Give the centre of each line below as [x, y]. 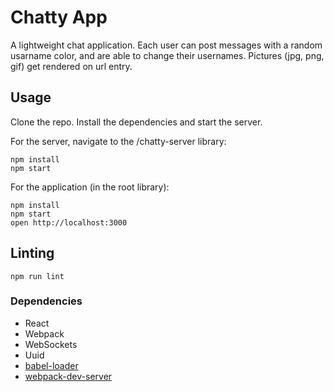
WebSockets [51, 344]
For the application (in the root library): [90, 187]
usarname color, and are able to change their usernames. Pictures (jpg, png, [167, 55]
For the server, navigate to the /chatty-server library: [118, 141]
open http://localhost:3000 [69, 222]
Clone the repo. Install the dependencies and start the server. [136, 122]
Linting [32, 253]
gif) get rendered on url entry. [71, 66]
